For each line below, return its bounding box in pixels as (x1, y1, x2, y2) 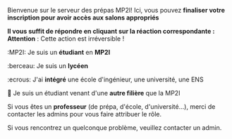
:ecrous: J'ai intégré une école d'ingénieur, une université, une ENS (7, 75, 204, 84)
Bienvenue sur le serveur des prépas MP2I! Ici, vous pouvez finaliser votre (7, 6, 226, 14)
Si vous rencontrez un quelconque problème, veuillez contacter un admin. (7, 124, 222, 132)
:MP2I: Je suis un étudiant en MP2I (7, 48, 111, 56)
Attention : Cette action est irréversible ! (7, 34, 125, 43)
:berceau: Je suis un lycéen (7, 62, 88, 69)
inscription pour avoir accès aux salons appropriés (7, 13, 159, 22)
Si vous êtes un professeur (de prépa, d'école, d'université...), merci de (7, 102, 216, 111)
